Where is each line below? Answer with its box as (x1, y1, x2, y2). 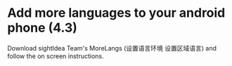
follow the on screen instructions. (7, 51, 104, 60)
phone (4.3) (7, 20, 77, 36)
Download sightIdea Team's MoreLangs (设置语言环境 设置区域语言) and (7, 44, 217, 52)
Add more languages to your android (7, 5, 226, 21)
